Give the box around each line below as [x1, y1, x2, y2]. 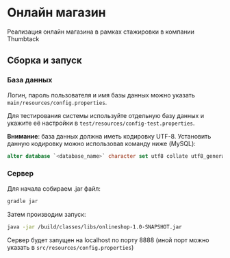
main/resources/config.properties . [7, 98, 107, 106]
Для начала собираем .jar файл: [7, 184, 101, 193]
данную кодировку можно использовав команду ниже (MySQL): [7, 139, 196, 148]
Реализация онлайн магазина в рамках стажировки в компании [7, 27, 195, 36]
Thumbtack [7, 34, 40, 43]
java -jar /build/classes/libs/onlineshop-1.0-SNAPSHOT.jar [7, 223, 183, 231]
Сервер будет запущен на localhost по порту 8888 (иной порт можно [7, 235, 210, 244]
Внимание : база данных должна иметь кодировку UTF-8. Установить [7, 132, 212, 140]
